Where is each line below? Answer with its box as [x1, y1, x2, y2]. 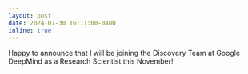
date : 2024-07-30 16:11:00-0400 [8, 19, 116, 27]
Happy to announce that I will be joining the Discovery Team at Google [8, 49, 241, 58]
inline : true [8, 26, 52, 34]
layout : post [8, 11, 52, 20]
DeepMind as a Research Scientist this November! [8, 56, 174, 66]
